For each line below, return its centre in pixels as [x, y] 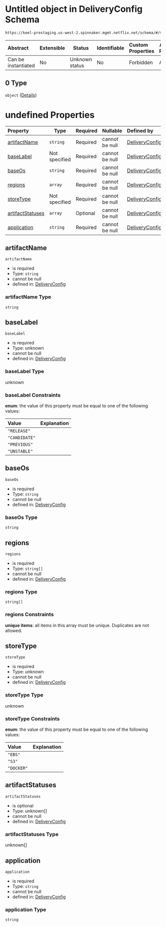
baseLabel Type [25, 372]
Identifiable [110, 48]
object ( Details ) [21, 95]
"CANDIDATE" [22, 438]
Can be [16, 59]
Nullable [112, 130]
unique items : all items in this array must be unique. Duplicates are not [77, 625]
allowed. [14, 631]
